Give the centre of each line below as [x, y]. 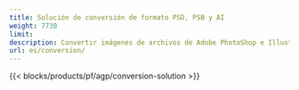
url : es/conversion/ [48, 51]
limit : [21, 34]
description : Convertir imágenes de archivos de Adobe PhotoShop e [137, 42]
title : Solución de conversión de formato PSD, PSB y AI [117, 17]
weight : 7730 [33, 26]
